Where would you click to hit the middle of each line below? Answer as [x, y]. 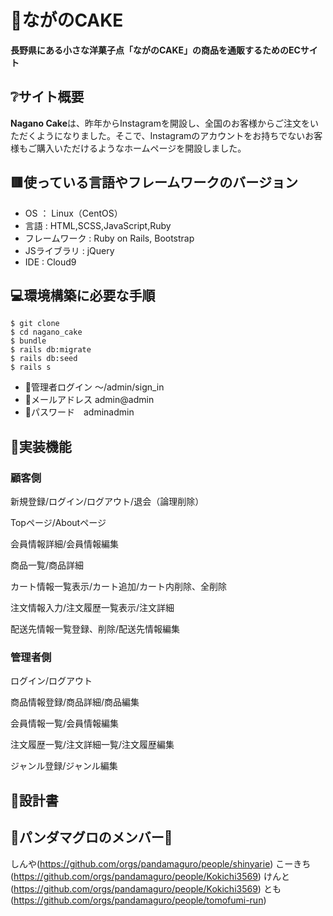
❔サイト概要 [47, 97]
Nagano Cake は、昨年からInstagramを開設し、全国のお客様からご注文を [160, 123]
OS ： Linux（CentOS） [73, 213]
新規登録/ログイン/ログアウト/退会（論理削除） [107, 502]
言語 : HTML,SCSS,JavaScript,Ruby [98, 225]
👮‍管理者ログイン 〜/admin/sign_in [94, 387]
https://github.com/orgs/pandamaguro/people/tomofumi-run [138, 900]
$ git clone [35, 324]
